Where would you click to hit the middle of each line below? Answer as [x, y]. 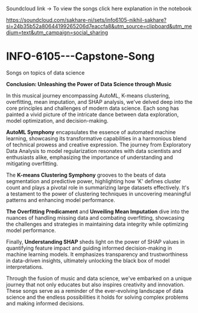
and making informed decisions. [45, 303]
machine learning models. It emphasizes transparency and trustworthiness [97, 254]
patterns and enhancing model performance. [61, 200]
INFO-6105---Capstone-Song [80, 56]
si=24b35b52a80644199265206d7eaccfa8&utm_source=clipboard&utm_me [99, 26]
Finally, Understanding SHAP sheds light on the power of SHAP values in [95, 242]
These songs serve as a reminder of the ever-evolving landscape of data [95, 291]
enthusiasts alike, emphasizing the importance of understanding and [90, 157]
